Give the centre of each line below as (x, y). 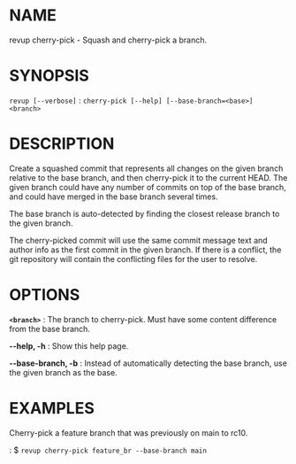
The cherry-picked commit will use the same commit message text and (138, 240)
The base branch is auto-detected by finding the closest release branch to (144, 213)
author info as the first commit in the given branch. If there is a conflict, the (145, 250)
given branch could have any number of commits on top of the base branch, (148, 187)
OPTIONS (45, 295)
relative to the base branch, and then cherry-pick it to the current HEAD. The (148, 177)
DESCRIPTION (62, 144)
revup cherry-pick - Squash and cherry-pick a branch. (108, 40)
